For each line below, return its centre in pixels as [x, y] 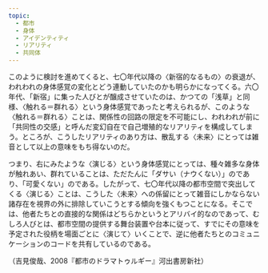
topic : [19, 16]
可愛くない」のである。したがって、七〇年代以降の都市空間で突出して [140, 184]
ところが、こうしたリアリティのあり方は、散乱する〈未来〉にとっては [137, 136]
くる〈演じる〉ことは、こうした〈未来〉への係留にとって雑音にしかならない [134, 194]
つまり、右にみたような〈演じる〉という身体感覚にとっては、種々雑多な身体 [134, 164]
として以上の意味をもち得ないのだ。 [74, 147]
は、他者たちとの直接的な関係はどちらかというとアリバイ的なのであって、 [131, 214]
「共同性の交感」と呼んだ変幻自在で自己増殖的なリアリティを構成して [124, 126]
